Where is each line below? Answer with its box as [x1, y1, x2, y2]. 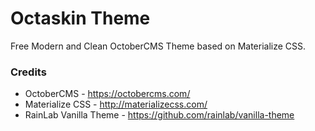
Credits [10, 65, 47, 79]
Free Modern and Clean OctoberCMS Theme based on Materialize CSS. [10, 40, 307, 52]
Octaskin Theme [10, 7, 151, 30]
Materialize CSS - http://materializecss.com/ [24, 98, 208, 111]
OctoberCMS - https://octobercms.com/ [24, 88, 191, 100]
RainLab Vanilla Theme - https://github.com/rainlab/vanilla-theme [24, 109, 295, 121]
